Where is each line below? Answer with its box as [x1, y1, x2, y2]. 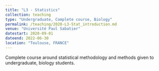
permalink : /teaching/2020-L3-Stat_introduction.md [5, 21, 117, 27]
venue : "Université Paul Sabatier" [5, 26, 81, 31]
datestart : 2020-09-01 [5, 31, 53, 36]
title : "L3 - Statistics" [5, 7, 60, 13]
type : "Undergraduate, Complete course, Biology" [5, 17, 113, 22]
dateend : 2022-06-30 [5, 36, 49, 41]
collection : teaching [5, 12, 51, 17]
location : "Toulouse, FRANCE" [5, 41, 70, 46]
